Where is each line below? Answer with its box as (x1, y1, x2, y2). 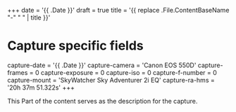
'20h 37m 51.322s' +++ (7, 83, 75, 92)
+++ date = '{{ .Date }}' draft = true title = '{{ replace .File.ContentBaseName (7, 6, 230, 14)
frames (7, 68, 28, 76)
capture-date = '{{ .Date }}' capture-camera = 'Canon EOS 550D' (7, 61, 197, 69)
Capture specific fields (7, 38, 144, 54)
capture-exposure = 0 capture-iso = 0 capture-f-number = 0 (41, 68, 217, 76)
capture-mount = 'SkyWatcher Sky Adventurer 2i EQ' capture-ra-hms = (7, 76, 215, 84)
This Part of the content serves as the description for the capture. (7, 97, 198, 105)
